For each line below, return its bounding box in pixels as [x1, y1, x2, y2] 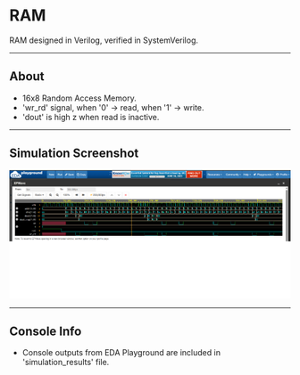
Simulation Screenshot [9, 146, 139, 161]
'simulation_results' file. [21, 357, 110, 368]
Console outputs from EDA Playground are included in [21, 347, 221, 358]
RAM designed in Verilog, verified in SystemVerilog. [9, 35, 199, 45]
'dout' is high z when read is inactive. [21, 111, 160, 122]
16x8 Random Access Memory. [21, 93, 137, 103]
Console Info [9, 324, 82, 339]
